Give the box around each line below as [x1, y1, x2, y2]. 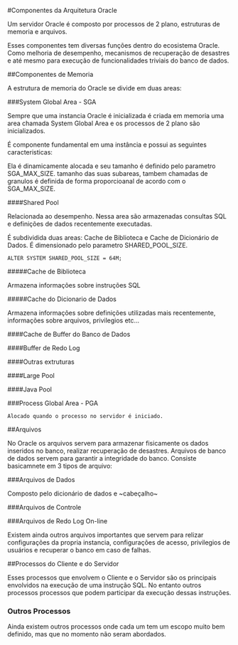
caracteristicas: [7, 148, 53, 156]
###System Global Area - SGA [7, 98, 97, 106]
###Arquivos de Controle [7, 503, 82, 511]
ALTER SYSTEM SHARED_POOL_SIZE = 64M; [7, 255, 122, 262]
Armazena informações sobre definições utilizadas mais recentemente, [7, 309, 216, 317]
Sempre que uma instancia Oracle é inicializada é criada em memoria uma [7, 112, 225, 120]
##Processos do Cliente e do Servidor [7, 560, 119, 568]
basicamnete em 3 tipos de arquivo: [7, 462, 112, 470]
